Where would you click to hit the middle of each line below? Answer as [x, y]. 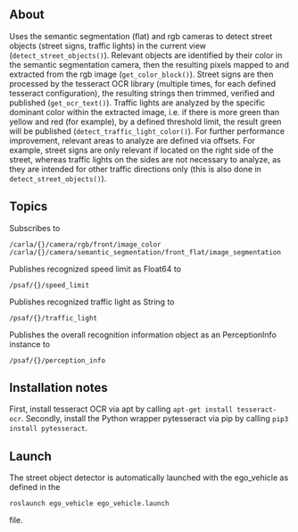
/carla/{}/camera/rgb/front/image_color [86, 245]
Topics [29, 207]
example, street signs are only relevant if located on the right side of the [141, 150]
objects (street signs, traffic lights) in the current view [108, 46]
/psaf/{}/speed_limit [50, 285]
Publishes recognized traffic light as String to [92, 302]
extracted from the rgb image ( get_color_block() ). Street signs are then [141, 74]
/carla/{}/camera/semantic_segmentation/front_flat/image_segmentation [145, 252]
